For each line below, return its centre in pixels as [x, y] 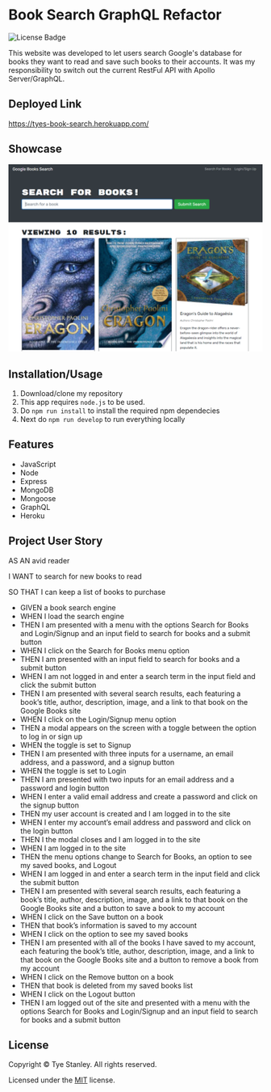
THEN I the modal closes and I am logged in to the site [110, 839]
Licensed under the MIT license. [62, 1080]
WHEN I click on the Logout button [77, 994]
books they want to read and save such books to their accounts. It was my [132, 61]
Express [33, 481]
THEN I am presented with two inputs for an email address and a [127, 779]
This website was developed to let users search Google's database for [125, 53]
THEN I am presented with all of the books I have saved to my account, [138, 942]
